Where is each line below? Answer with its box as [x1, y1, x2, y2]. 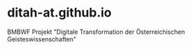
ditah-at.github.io [7, 5, 112, 21]
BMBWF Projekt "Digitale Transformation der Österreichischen [7, 28, 185, 36]
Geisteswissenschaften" [7, 35, 77, 43]
